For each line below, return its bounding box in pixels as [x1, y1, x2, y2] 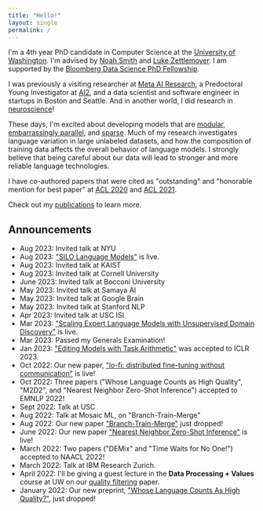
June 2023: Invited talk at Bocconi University [19, 277, 166, 287]
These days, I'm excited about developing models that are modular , [8, 119, 226, 130]
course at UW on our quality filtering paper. [19, 477, 160, 487]
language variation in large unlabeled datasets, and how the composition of [8, 137, 252, 146]
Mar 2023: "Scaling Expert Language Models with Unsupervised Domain [19, 319, 255, 328]
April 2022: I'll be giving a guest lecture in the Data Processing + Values [19, 469, 254, 479]
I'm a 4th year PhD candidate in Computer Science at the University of [8, 48, 236, 57]
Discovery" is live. [19, 327, 79, 337]
